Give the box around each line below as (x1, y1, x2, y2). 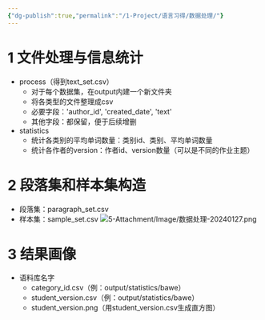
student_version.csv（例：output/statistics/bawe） (30, 293, 199, 302)
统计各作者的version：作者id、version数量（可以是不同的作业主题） (30, 145, 255, 154)
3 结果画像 (7, 245, 77, 263)
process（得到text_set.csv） (18, 77, 114, 86)
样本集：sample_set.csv (18, 214, 99, 224)
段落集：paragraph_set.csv (18, 204, 109, 214)
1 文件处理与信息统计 (7, 49, 143, 66)
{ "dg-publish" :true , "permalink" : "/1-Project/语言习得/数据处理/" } (7, 11, 224, 20)
